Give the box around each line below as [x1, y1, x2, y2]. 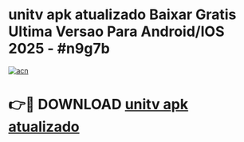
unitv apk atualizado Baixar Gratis [8, 6, 237, 24]
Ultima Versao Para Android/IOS [8, 22, 225, 41]
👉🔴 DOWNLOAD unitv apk [8, 96, 189, 113]
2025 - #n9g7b [8, 40, 110, 57]
